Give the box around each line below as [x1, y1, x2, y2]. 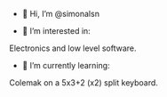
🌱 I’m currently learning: [21, 61, 110, 70]
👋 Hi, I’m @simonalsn [21, 9, 100, 19]
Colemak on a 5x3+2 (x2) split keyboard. [9, 77, 158, 88]
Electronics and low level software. [9, 43, 137, 53]
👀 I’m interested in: [21, 26, 91, 36]
